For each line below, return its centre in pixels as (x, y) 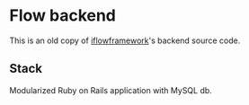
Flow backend (63, 16)
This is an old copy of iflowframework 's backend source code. (125, 40)
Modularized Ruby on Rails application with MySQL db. (111, 90)
